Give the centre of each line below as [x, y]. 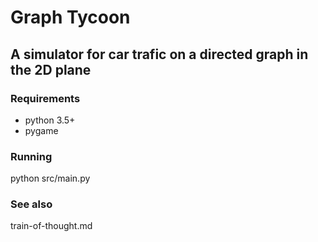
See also [31, 204]
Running [31, 156]
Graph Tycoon [70, 17]
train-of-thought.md [51, 226]
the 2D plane [51, 69]
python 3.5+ [50, 120]
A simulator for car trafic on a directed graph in [159, 54]
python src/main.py [50, 178]
